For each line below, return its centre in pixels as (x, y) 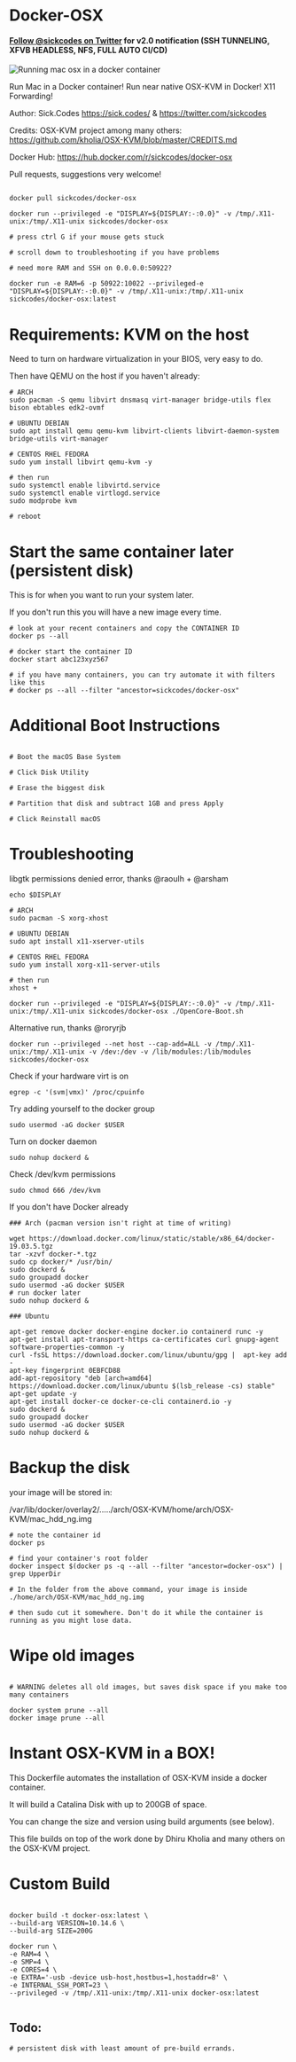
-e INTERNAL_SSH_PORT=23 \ (59, 1985)
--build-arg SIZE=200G (51, 1931)
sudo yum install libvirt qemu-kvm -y (81, 462)
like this (27, 683)
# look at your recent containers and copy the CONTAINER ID (125, 629)
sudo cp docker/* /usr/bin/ (61, 1262)
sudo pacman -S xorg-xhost (59, 919)
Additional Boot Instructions (115, 726)
